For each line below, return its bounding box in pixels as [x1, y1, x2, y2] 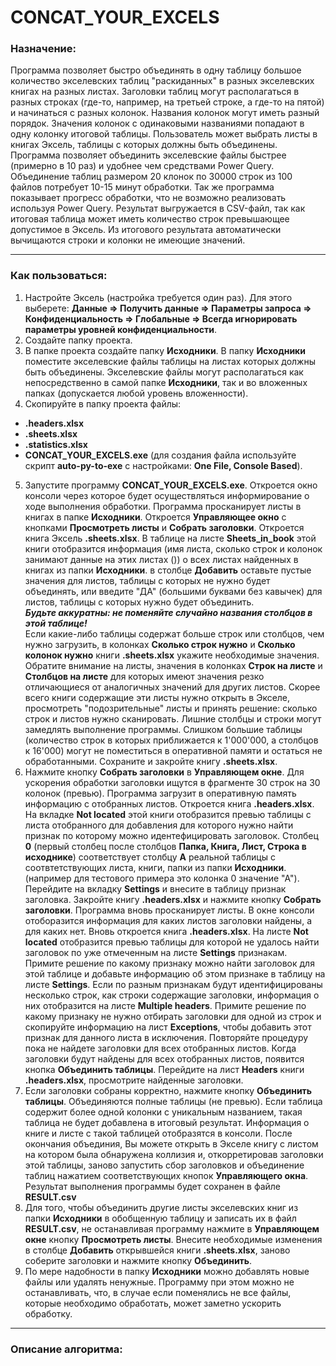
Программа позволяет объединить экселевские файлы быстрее [10, 149, 287, 161]
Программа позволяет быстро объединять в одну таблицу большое [10, 64, 302, 76]
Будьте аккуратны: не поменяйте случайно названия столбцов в [24, 606, 313, 618]
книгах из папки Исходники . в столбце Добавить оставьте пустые [24, 564, 312, 576]
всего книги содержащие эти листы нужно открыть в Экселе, [24, 691, 291, 703]
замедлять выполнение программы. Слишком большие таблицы [24, 723, 303, 735]
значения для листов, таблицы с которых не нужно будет [24, 574, 271, 586]
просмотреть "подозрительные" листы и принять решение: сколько [24, 702, 318, 714]
